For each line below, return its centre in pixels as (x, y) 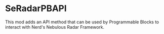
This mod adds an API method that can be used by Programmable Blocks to (82, 22)
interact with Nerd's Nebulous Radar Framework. (55, 27)
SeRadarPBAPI (36, 8)
